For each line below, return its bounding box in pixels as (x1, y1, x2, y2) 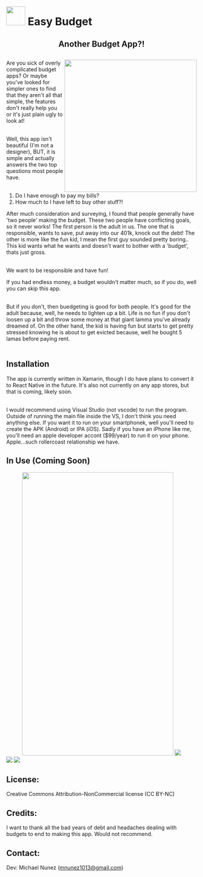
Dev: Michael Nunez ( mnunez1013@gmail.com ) (6, 864, 124, 872)
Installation (6, 359, 50, 369)
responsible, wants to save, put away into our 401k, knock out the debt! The (6, 229, 195, 236)
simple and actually (6, 154, 55, 161)
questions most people (6, 167, 63, 175)
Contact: (6, 848, 40, 858)
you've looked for (6, 79, 50, 86)
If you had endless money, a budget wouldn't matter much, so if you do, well (6, 278, 197, 285)
